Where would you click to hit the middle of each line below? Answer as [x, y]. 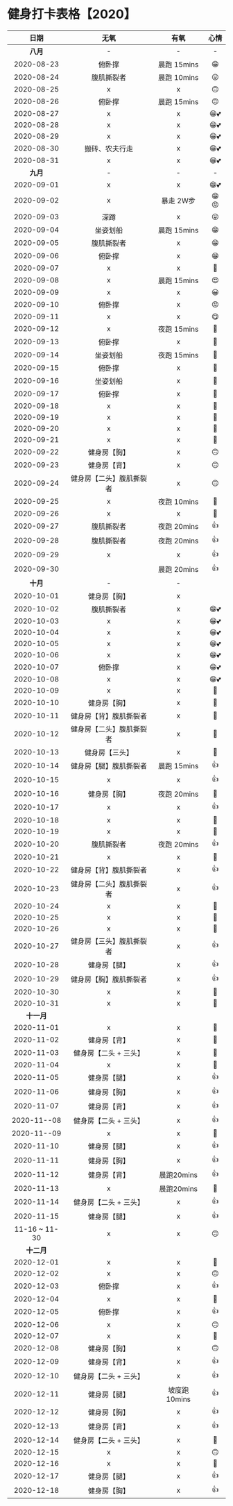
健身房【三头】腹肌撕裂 [109, 941]
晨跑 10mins [179, 77]
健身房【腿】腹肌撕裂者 [109, 766]
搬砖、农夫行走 [109, 149]
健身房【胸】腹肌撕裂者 [109, 979]
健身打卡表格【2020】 [72, 14]
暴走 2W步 [178, 201]
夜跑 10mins [179, 502]
